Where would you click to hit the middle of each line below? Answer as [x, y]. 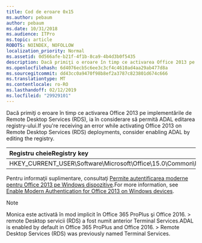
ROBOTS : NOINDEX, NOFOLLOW [40, 46]
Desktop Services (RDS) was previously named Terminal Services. [88, 233]
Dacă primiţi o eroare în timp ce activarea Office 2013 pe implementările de [99, 112]
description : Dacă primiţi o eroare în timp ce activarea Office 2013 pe [101, 62]
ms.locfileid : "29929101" [38, 96]
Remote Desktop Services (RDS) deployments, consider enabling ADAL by [98, 132]
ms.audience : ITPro [31, 34]
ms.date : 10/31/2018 [32, 29]
